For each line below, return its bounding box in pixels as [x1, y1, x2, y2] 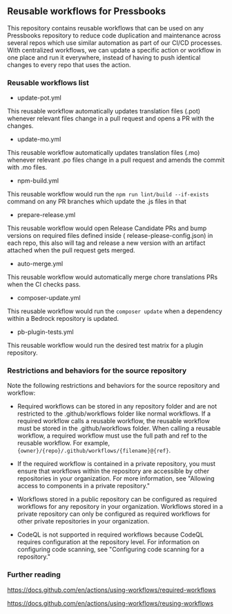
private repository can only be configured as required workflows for [17, 510, 211, 518]
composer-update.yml [17, 294, 81, 302]
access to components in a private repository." [17, 482, 151, 490]
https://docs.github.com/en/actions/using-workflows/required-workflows [7, 586, 216, 594]
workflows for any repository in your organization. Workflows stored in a [17, 503, 223, 511]
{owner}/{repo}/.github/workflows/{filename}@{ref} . [17, 446, 171, 455]
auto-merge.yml [17, 259, 64, 268]
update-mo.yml [17, 135, 61, 144]
